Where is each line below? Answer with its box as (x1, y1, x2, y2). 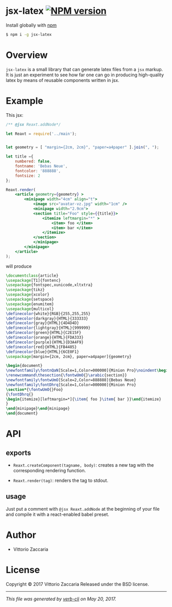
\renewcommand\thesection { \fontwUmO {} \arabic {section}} (6, 373, 127, 378)
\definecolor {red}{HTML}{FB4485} (6, 344, 77, 349)
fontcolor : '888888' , (15, 168, 61, 174)
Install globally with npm (6, 22, 57, 28)
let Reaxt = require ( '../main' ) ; (6, 131, 77, 136)
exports (6, 448, 31, 457)
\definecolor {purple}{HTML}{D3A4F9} (6, 340, 84, 345)
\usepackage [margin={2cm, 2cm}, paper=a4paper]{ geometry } (6, 354, 132, 359)
